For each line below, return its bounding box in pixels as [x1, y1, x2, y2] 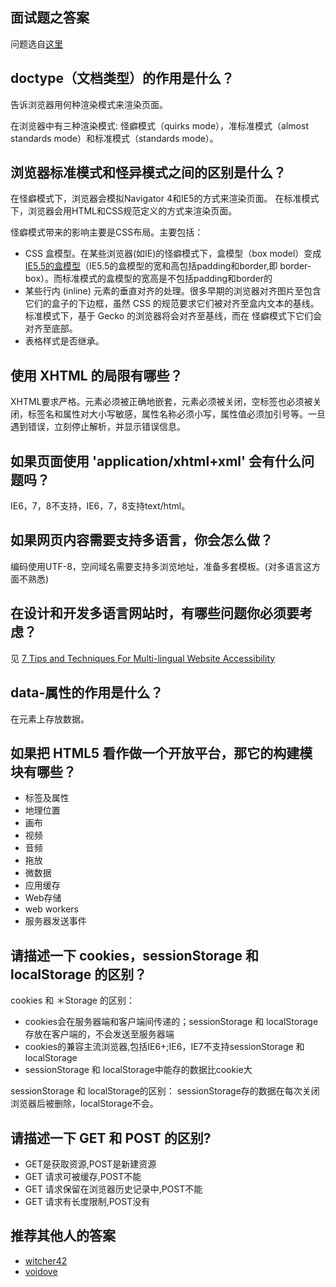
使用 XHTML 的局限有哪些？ [10, 367, 183, 384]
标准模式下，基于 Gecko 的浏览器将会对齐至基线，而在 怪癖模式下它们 [24, 310, 313, 322]
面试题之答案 [10, 9, 90, 27]
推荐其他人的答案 [10, 1228, 116, 1245]
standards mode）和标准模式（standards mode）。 [10, 132, 219, 144]
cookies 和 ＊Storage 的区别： [10, 994, 135, 1007]
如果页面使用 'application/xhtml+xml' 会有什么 [10, 453, 302, 470]
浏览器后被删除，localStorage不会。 [10, 1098, 159, 1110]
